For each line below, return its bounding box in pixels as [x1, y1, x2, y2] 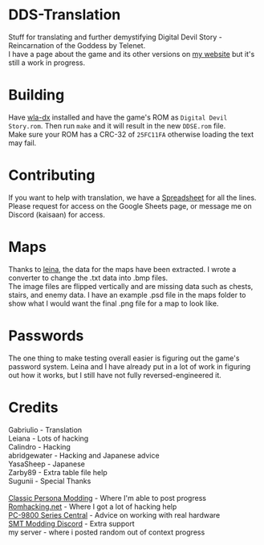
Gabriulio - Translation [8, 425, 83, 434]
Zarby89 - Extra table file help [8, 467, 108, 477]
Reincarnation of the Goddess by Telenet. [8, 40, 146, 50]
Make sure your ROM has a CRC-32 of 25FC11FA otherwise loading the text [8, 129, 254, 139]
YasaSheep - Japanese [8, 459, 86, 469]
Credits [8, 398, 59, 417]
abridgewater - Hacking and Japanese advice [8, 450, 160, 460]
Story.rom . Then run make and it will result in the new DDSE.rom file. [8, 120, 226, 130]
